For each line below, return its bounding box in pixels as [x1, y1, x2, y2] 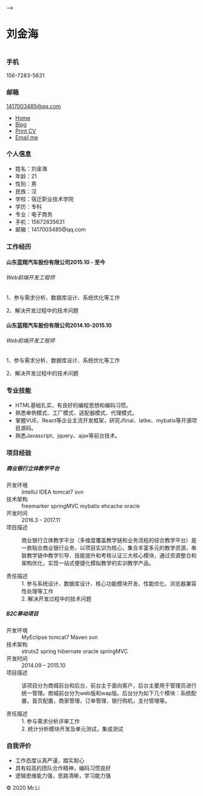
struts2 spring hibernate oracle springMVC [21, 648, 128, 655]
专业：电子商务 [15, 211, 53, 218]
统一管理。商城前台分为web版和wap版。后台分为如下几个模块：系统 [21, 689, 191, 697]
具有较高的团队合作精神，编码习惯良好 [15, 764, 111, 772]
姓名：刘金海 [15, 165, 47, 172]
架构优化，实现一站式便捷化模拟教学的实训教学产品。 [21, 559, 155, 567]
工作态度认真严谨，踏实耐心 [15, 756, 85, 764]
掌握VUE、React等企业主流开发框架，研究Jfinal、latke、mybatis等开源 [15, 416, 192, 424]
